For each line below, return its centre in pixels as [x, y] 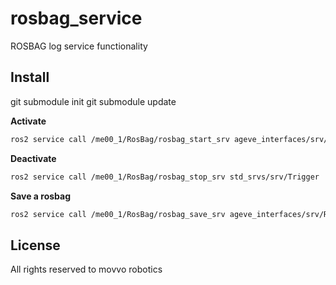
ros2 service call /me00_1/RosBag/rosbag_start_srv [120, 139]
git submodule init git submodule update [93, 101]
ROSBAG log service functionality [79, 46]
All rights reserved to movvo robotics [86, 269]
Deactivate [33, 158]
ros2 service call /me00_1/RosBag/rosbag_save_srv [118, 214]
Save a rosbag [41, 196]
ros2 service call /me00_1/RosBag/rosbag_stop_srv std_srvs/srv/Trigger [165, 177]
